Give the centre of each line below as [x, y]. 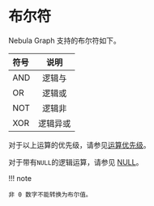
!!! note [20, 178]
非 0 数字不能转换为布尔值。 [50, 195]
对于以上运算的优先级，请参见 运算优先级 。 [79, 145]
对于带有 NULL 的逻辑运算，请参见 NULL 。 [76, 162]
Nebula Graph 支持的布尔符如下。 [65, 40]
